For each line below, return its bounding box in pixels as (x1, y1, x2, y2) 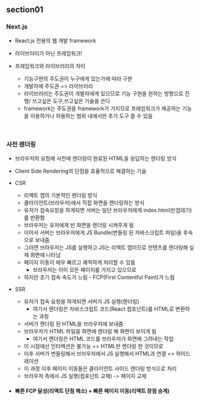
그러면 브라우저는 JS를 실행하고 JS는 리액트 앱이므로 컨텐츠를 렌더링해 (23, 244, 188, 251)
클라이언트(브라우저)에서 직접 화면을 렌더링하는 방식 (23, 199, 144, 206)
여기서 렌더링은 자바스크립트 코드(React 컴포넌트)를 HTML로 (32, 305, 174, 312)
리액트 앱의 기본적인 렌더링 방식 (23, 191, 97, 199)
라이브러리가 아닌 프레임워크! (14, 49, 82, 57)
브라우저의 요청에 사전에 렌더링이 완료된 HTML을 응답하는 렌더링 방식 (14, 154, 177, 162)
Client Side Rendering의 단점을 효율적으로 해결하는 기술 (14, 167, 147, 175)
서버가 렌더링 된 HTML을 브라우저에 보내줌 (23, 320, 124, 327)
